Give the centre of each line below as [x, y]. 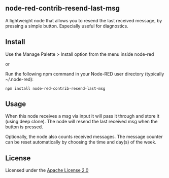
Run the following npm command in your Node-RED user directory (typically [85, 74]
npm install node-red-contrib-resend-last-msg [55, 88]
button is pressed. [24, 127]
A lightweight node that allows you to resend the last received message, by [84, 20]
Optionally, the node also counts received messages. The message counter [84, 137]
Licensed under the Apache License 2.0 [47, 170]
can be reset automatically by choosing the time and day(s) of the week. [81, 142]
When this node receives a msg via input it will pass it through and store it [82, 116]
